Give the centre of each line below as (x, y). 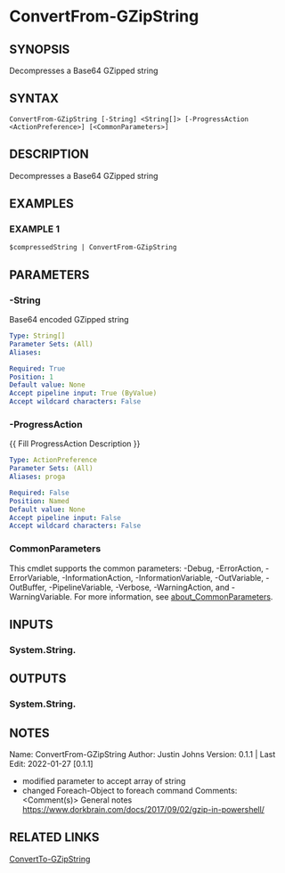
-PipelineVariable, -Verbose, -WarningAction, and (139, 587)
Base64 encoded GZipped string (69, 319)
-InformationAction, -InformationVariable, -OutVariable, (163, 577)
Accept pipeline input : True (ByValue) (83, 394)
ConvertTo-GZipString (50, 859)
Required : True (37, 368)
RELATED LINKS (54, 838)
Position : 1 (31, 377)
